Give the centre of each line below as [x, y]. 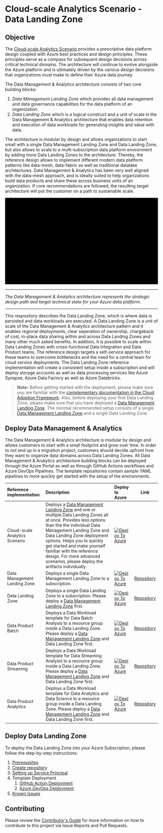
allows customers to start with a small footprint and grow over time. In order [81, 445]
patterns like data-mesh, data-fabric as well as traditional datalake [71, 165]
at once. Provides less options [75, 520]
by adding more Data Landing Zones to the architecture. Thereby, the [74, 155]
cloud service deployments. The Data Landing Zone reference [67, 362]
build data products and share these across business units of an [69, 181]
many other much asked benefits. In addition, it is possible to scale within [78, 341]
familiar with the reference [72, 551]
